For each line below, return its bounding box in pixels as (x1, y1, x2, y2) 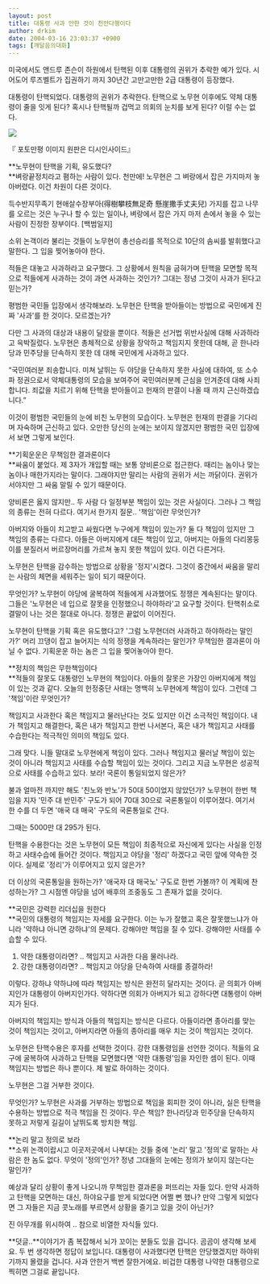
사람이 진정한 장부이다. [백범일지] (8, 219, 113, 229)
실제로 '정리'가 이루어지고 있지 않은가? (25, 860, 146, 870)
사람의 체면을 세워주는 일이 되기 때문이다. (16, 571, 147, 581)
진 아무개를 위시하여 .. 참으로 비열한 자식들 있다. (8, 1220, 159, 1229)
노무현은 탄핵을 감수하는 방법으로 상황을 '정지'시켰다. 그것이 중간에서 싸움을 (8, 562, 245, 571)
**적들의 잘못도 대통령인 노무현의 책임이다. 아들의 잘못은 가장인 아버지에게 (8, 674, 242, 684)
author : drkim (8, 27, 56, 35)
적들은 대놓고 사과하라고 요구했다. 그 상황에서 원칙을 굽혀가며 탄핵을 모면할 (8, 264, 243, 273)
